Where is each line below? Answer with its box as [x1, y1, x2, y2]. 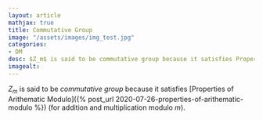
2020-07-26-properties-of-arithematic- [115, 94, 244, 104]
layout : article [8, 11, 61, 20]
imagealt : [8, 63, 41, 71]
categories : [8, 41, 47, 49]
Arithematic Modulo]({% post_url [8, 94, 114, 104]
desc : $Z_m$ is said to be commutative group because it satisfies [8, 56, 233, 64]
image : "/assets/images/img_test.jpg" [8, 33, 135, 42]
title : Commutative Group [8, 26, 92, 34]
